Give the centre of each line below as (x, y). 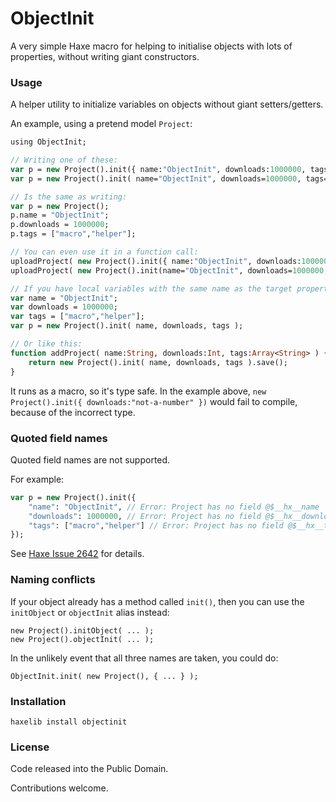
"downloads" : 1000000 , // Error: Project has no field (145, 516)
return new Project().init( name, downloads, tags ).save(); (158, 362)
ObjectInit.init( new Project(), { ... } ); (104, 676)
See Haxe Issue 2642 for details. (77, 554)
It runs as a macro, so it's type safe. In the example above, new (138, 391)
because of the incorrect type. (73, 412)
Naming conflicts (53, 580)
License (30, 747)
